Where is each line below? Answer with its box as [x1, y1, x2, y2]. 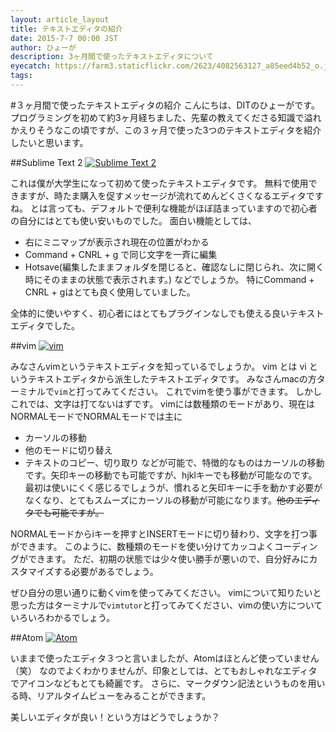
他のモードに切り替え [24, 444, 113, 456]
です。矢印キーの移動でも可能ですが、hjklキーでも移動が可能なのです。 [24, 469, 318, 481]
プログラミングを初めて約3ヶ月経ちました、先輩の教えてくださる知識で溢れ [10, 111, 322, 123]
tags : [10, 71, 33, 81]
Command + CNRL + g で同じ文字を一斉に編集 [24, 248, 218, 260]
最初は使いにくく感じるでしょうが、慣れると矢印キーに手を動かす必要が [24, 481, 323, 493]
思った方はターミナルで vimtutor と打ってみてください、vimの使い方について [10, 599, 323, 611]
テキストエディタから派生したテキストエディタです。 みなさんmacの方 [27, 372, 317, 385]
